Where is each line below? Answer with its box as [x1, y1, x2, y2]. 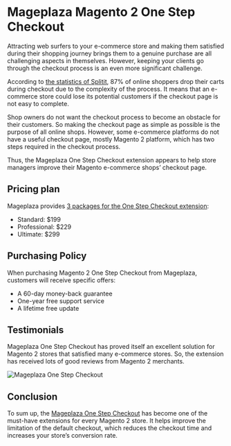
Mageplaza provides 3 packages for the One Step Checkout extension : [7, 202, 210, 210]
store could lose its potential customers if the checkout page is [39, 92, 219, 101]
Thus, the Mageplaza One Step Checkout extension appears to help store [7, 155, 216, 164]
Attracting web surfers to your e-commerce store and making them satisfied [7, 42, 225, 50]
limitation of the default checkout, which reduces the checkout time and [7, 424, 212, 432]
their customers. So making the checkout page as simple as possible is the [7, 120, 221, 128]
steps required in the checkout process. [7, 142, 121, 151]
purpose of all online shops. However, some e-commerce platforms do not [7, 128, 219, 136]
